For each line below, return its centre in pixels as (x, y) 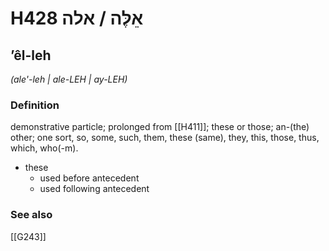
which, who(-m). (44, 148)
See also (31, 215)
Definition (35, 105)
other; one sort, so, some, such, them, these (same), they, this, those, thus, (165, 138)
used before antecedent (89, 178)
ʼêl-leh (31, 55)
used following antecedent (94, 189)
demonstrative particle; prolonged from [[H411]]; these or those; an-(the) (160, 127)
